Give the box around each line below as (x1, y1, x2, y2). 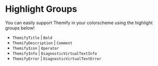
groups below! (5, 25, 35, 31)
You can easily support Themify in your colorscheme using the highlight (5, 20, 153, 26)
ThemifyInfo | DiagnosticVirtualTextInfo (12, 50, 97, 56)
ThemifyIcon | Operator (12, 45, 59, 51)
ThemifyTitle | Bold (12, 34, 52, 40)
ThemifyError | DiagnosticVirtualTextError (12, 55, 102, 61)
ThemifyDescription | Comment (12, 39, 73, 45)
